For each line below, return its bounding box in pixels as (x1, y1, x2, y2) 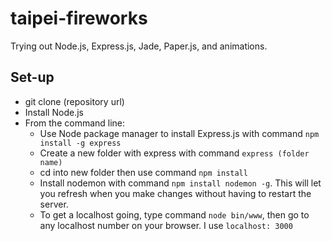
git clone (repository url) (24, 95, 125, 107)
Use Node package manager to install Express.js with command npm (39, 127, 320, 139)
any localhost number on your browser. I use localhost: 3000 (39, 219, 293, 231)
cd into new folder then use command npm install (39, 166, 248, 178)
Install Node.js (24, 106, 84, 118)
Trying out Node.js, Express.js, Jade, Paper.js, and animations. (10, 40, 268, 52)
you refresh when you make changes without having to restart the (39, 187, 312, 199)
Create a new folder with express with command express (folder (39, 147, 310, 159)
